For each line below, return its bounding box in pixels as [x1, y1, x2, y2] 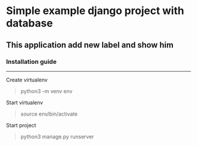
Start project [6, 121, 36, 128]
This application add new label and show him [6, 40, 174, 50]
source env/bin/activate [20, 110, 78, 117]
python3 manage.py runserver [20, 133, 94, 140]
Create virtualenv [6, 76, 48, 83]
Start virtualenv [6, 99, 43, 106]
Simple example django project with [6, 4, 185, 18]
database [6, 16, 53, 30]
